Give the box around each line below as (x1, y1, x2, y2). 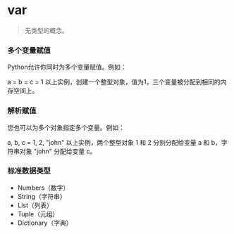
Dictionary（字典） (17, 219, 73, 227)
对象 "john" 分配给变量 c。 (19, 147, 97, 155)
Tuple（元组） (17, 209, 59, 218)
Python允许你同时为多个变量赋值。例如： (7, 63, 127, 72)
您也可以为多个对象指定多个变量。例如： (7, 123, 125, 131)
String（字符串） (17, 192, 67, 200)
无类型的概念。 (24, 26, 68, 34)
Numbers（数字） (17, 183, 70, 192)
